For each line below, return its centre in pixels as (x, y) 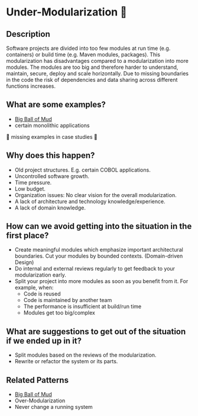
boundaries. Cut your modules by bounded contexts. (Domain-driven (99, 256)
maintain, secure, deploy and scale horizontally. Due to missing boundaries (98, 73)
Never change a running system (53, 407)
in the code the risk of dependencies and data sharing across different (92, 80)
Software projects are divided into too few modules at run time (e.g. (88, 48)
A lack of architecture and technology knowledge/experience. (90, 201)
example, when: (34, 288)
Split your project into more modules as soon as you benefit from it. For (101, 281)
